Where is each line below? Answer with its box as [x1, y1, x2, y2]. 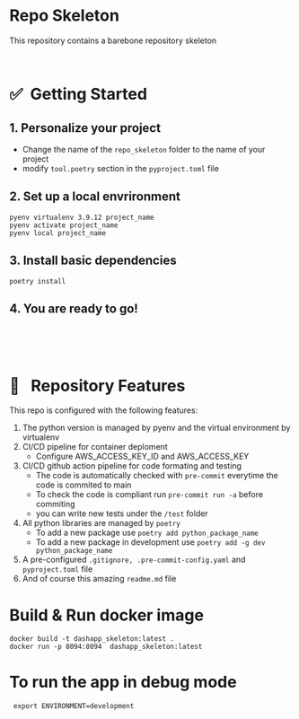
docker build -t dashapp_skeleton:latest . [9, 635, 175, 644]
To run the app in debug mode [9, 672, 237, 692]
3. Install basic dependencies [9, 253, 177, 268]
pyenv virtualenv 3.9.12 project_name [9, 213, 154, 222]
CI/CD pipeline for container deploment [22, 442, 168, 452]
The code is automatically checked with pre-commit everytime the [35, 470, 278, 481]
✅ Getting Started [9, 84, 148, 104]
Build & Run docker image [9, 605, 205, 625]
